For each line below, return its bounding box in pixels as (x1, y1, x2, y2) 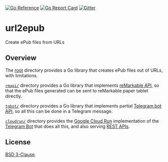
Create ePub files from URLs (5, 39, 65, 45)
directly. (5, 93, 22, 99)
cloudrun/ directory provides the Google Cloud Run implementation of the (5, 118, 159, 124)
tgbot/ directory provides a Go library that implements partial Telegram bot (5, 102, 162, 109)
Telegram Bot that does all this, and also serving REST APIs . (5, 123, 130, 129)
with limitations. (5, 72, 38, 78)
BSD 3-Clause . (5, 151, 36, 157)
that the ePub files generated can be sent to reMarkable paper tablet (5, 87, 148, 93)
